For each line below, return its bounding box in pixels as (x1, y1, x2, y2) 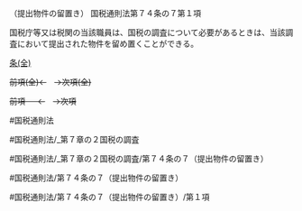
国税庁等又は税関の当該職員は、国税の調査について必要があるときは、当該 (9, 27, 286, 38)
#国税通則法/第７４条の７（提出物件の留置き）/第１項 (9, 192, 210, 202)
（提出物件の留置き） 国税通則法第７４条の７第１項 (9, 8, 201, 18)
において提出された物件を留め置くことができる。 (16, 39, 199, 49)
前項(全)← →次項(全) (9, 77, 92, 87)
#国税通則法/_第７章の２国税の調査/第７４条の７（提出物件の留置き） (9, 153, 269, 164)
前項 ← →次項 (9, 96, 77, 106)
